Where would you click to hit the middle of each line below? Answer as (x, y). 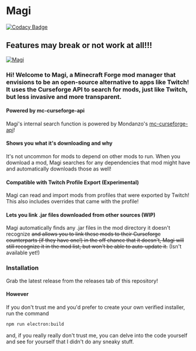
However (17, 294)
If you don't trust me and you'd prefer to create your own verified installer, (96, 307)
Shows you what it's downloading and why (59, 143)
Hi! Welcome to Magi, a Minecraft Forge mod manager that (91, 74)
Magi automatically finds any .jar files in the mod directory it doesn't (88, 228)
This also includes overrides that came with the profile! (72, 202)
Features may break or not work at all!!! (79, 45)
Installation (23, 268)
